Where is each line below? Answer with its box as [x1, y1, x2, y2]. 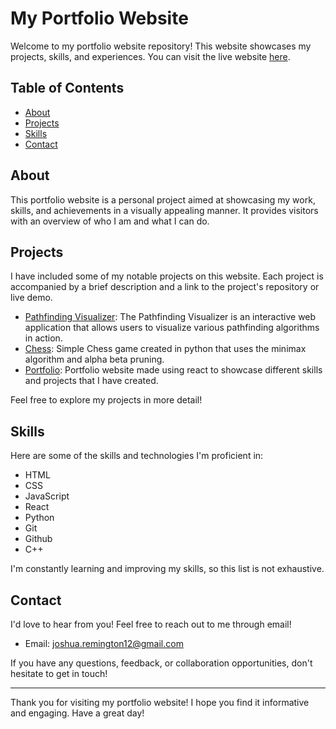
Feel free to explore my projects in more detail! [10, 394, 203, 406]
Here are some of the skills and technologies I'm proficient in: [10, 450, 264, 462]
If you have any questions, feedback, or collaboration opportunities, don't [10, 657, 313, 669]
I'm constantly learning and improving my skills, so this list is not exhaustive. [10, 563, 325, 575]
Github [24, 533, 53, 545]
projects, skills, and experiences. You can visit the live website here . [10, 50, 291, 62]
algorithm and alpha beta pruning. [24, 353, 165, 366]
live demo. [10, 292, 53, 304]
